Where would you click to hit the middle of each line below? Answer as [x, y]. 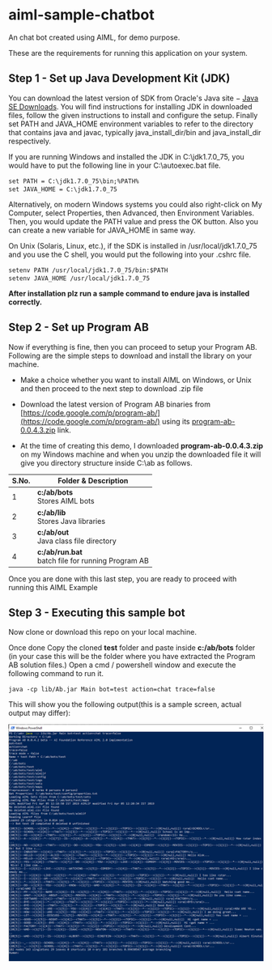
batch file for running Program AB [93, 561]
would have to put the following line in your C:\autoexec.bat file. [115, 165]
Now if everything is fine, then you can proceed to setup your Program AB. [133, 347]
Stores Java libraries [71, 521]
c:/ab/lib [51, 513]
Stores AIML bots [66, 501]
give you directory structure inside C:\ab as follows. [106, 462]
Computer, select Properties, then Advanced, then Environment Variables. [132, 213]
